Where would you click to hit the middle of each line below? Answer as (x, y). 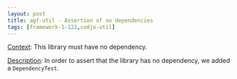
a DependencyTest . (33, 68)
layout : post (27, 14)
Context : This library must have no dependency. (77, 47)
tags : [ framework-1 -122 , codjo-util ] (61, 27)
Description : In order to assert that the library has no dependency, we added (119, 61)
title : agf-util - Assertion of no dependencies (80, 20)
